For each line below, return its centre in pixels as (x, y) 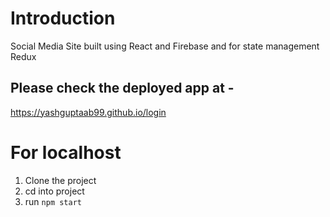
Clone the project (60, 180)
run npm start (53, 201)
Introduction (63, 18)
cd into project (54, 191)
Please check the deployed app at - (122, 88)
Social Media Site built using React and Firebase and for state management (165, 46)
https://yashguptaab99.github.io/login (88, 112)
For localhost (66, 152)
